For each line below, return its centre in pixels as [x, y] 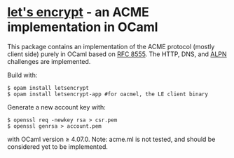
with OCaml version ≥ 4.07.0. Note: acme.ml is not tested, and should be [111, 139]
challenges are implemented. [49, 61]
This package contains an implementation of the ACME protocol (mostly [111, 46]
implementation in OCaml [83, 27]
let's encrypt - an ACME [78, 12]
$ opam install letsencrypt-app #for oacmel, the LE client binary [108, 94]
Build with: [22, 75]
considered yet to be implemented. [58, 146]
